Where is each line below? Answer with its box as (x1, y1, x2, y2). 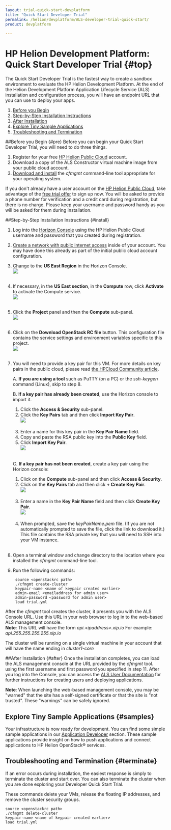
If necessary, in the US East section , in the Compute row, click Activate (12, 283, 164, 289)
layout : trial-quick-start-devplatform (5, 7, 90, 13)
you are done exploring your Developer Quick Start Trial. (5, 781, 124, 787)
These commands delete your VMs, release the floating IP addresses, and (5, 791, 160, 797)
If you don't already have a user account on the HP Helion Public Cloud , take (5, 185, 166, 191)
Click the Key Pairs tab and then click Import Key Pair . (20, 412, 135, 418)
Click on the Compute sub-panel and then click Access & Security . (20, 476, 162, 482)
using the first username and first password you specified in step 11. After (5, 666, 159, 672)
